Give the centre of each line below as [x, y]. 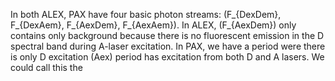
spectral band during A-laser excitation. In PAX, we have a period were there [168, 46]
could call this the [46, 67]
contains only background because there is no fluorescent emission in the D [167, 35]
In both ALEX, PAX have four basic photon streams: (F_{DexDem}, [146, 14]
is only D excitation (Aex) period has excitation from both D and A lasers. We [167, 57]
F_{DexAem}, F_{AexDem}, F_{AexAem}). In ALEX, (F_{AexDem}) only [153, 25]
